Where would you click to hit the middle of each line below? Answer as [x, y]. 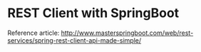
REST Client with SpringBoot [93, 13]
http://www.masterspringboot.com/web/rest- [127, 33]
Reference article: [33, 33]
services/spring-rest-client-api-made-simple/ [74, 40]
